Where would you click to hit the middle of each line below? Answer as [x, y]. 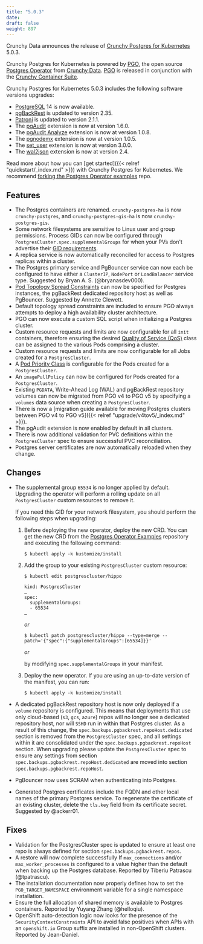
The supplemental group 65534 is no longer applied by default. [92, 487]
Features [23, 195]
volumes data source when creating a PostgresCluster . [83, 402]
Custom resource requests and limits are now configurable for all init [102, 332]
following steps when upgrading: [56, 518]
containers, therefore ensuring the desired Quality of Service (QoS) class [106, 338]
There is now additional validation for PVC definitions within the [94, 435]
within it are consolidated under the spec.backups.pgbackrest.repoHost [103, 742]
